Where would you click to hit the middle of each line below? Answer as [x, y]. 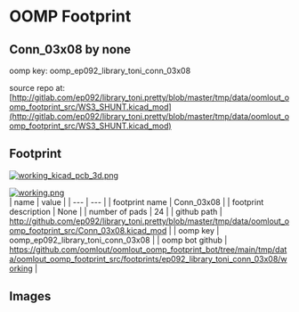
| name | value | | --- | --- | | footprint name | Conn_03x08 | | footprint [137, 201]
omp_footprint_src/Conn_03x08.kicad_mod [88, 230]
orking [21, 268]
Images [30, 296]
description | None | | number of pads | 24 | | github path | [116, 211]
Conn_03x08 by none [70, 49]
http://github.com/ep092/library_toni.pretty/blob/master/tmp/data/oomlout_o [149, 221]
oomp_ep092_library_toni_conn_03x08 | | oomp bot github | [118, 240]
